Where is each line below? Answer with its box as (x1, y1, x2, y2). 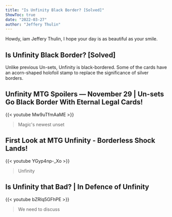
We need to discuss (17, 206, 60, 212)
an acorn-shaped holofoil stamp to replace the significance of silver (5, 70, 149, 76)
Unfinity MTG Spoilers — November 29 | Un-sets (5, 90, 164, 99)
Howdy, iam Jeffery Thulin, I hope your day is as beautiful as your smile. (5, 36, 158, 42)
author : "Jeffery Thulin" (5, 21, 61, 27)
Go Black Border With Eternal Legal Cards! (5, 98, 143, 106)
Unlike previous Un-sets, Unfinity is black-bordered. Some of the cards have (5, 64, 167, 71)
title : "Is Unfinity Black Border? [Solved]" (5, 7, 104, 13)
